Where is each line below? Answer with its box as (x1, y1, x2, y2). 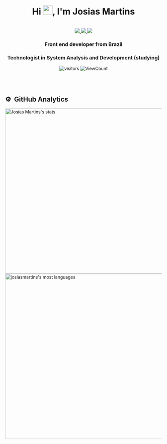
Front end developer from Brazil (44, 40, 123, 47)
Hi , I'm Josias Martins (32, 6, 135, 17)
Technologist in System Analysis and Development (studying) (7, 54, 160, 61)
